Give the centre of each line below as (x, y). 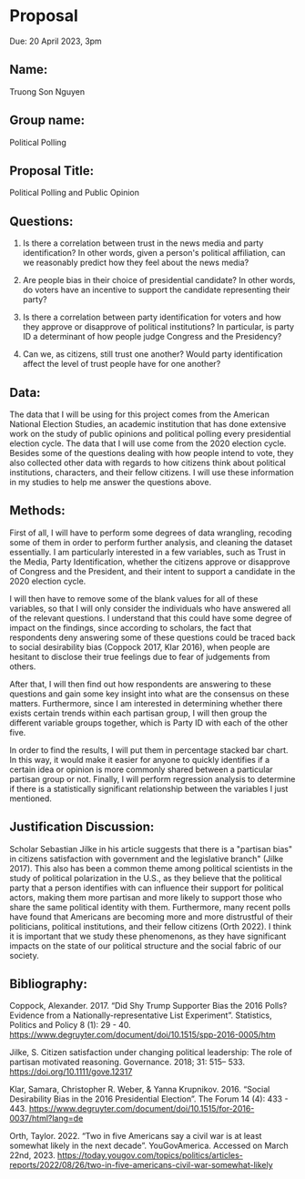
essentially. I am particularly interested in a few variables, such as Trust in (148, 552)
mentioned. (31, 798)
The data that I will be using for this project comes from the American (140, 414)
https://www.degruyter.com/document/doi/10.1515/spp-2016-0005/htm (142, 1035)
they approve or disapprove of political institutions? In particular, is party (158, 327)
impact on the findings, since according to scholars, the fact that (131, 627)
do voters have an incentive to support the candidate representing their (156, 290)
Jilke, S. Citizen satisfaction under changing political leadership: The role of (151, 1052)
